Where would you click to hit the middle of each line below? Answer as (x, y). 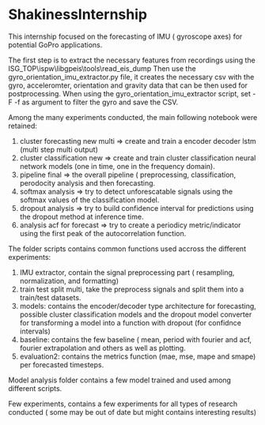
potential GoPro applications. (55, 44)
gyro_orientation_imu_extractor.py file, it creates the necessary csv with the (131, 77)
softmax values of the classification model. (89, 200)
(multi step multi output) (59, 149)
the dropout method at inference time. (81, 216)
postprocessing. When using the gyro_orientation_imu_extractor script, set (130, 93)
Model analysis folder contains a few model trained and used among (120, 380)
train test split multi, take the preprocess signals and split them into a (132, 289)
